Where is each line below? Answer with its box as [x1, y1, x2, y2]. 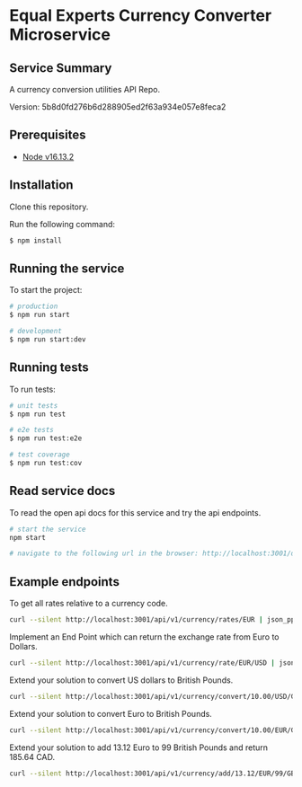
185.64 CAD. [9, 751, 56, 762]
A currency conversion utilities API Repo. [9, 84, 160, 94]
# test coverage [9, 450, 70, 459]
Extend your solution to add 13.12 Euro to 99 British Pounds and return [9, 742, 268, 753]
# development [9, 327, 63, 336]
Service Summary [9, 60, 112, 75]
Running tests [9, 360, 90, 376]
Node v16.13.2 [22, 151, 75, 162]
